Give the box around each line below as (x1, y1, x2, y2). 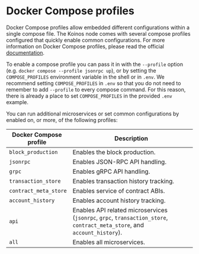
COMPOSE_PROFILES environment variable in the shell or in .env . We (6, 73, 165, 80)
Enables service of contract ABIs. (72, 186, 165, 195)
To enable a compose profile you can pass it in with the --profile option (6, 61, 184, 68)
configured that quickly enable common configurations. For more (6, 36, 165, 43)
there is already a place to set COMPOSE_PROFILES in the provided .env (6, 92, 173, 99)
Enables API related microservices (72, 206, 168, 214)
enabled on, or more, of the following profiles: (6, 116, 118, 123)
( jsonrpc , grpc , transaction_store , (72, 213, 168, 221)
